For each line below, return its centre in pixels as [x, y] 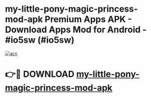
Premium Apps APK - [88, 19]
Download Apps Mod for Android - [76, 30]
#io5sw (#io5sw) [40, 40]
